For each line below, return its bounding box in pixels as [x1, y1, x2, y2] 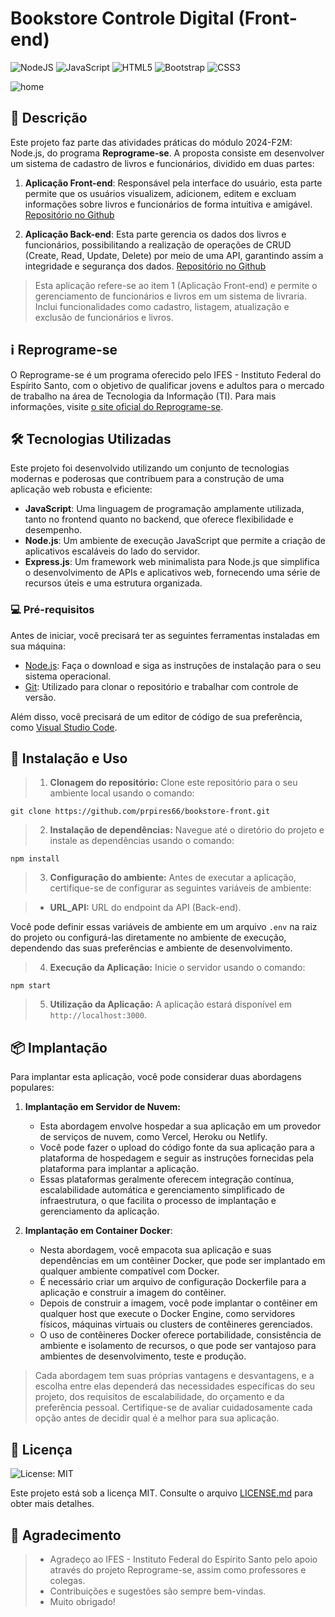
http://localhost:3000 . [49, 1009, 147, 1021]
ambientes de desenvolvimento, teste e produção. [39, 1350, 247, 1362]
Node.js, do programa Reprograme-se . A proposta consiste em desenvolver [10, 147, 325, 159]
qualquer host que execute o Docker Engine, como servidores [39, 1308, 296, 1320]
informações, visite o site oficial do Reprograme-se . [10, 400, 224, 412]
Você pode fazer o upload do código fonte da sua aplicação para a [39, 1142, 315, 1154]
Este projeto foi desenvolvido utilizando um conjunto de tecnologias [10, 462, 290, 474]
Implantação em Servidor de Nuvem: [24, 1101, 181, 1113]
